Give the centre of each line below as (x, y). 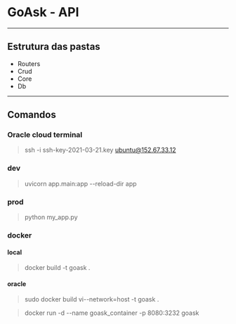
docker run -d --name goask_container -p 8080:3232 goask (112, 313)
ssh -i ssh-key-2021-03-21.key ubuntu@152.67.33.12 (100, 150)
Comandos (32, 115)
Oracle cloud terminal (45, 135)
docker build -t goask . (57, 268)
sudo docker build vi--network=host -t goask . (92, 299)
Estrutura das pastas (54, 47)
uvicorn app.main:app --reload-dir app (80, 183)
